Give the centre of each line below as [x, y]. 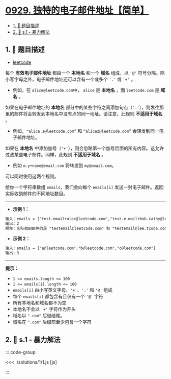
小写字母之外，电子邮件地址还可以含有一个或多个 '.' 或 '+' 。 [70, 79]
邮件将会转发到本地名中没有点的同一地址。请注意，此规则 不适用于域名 [88, 113]
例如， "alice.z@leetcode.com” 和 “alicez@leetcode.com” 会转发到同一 [86, 131]
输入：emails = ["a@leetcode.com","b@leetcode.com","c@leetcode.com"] [81, 248]
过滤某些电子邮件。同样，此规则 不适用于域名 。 [55, 154]
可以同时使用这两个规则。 [32, 176]
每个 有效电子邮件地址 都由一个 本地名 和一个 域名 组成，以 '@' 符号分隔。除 [85, 73]
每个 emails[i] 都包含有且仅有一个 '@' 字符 [58, 296]
